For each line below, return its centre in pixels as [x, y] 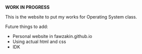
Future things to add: [27, 26]
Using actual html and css [39, 41]
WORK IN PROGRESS [28, 7]
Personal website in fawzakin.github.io [52, 36]
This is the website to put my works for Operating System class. [71, 17]
